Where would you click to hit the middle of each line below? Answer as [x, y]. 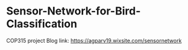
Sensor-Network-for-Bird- [74, 11]
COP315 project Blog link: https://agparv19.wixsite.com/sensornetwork [94, 40]
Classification [42, 24]
